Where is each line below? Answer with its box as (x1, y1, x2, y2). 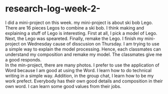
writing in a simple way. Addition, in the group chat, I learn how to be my (5, 72, 154, 78)
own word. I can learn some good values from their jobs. (5, 83, 121, 89)
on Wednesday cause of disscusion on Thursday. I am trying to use (20, 40, 159, 46)
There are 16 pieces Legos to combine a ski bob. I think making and (5, 24, 144, 30)
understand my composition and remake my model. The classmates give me (5, 51, 162, 57)
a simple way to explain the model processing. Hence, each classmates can (5, 46, 161, 52)
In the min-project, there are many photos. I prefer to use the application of (5, 62, 160, 68)
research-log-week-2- (5, 3, 101, 14)
